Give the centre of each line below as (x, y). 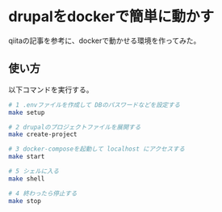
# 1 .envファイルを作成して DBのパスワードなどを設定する (94, 105)
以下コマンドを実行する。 (51, 89)
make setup (27, 112)
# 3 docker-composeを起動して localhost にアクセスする (97, 149)
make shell (27, 179)
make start (27, 157)
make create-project (43, 134)
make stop (25, 201)
